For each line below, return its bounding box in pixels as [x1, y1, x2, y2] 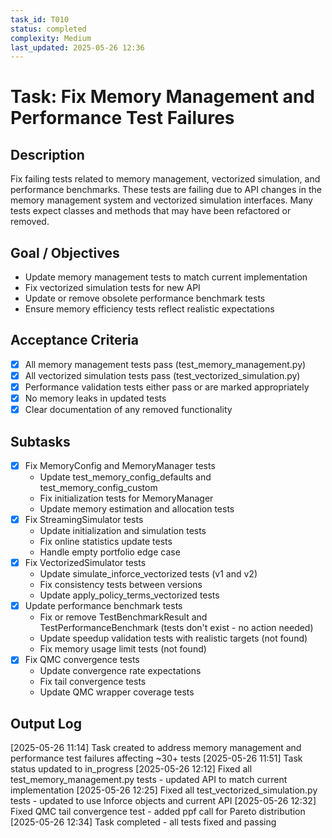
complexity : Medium [10, 33, 92, 43]
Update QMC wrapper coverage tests [39, 686, 195, 698]
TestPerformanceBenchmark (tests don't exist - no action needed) [39, 622, 314, 634]
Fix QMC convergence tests [24, 654, 140, 666]
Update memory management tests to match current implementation [24, 271, 308, 283]
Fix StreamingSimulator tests [24, 514, 144, 526]
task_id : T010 [10, 14, 70, 25]
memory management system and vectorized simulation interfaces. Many [10, 194, 313, 206]
